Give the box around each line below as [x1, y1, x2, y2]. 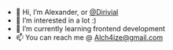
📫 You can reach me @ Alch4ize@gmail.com [15, 33, 164, 42]
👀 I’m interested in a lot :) [15, 16, 97, 25]
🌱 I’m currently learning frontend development [15, 24, 165, 33]
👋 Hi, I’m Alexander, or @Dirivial [15, 8, 119, 16]
